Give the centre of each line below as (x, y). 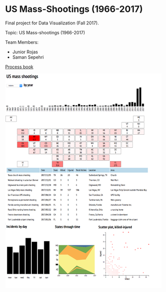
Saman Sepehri (28, 57)
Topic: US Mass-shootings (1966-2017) (45, 32)
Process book (19, 67)
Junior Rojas (25, 52)
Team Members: (22, 42)
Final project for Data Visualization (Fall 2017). (52, 23)
